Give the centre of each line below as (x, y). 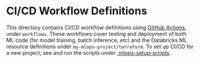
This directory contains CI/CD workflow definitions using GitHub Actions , (96, 27)
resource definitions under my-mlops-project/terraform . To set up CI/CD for (100, 46)
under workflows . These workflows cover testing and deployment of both (96, 33)
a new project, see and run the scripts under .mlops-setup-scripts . (89, 52)
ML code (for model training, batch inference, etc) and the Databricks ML (97, 40)
